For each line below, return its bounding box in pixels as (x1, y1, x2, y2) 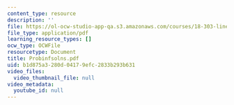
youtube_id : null (13, 87, 64, 94)
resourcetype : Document (7, 49, 77, 56)
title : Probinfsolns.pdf (7, 55, 79, 62)
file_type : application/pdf (7, 29, 89, 37)
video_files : (7, 68, 45, 75)
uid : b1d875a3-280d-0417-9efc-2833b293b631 (7, 61, 136, 68)
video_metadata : (7, 81, 54, 88)
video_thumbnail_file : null (13, 74, 95, 82)
